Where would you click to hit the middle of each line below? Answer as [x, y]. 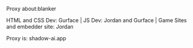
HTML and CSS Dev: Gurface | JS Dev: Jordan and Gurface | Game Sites [96, 20]
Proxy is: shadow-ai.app [36, 38]
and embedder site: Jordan [40, 27]
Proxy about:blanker [31, 9]
